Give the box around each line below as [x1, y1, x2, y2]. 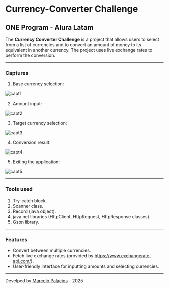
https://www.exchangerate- [94, 252, 152, 259]
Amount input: [12, 101, 42, 107]
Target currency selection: [12, 120, 67, 126]
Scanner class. [12, 203, 44, 209]
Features [5, 236, 28, 243]
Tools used [5, 186, 33, 193]
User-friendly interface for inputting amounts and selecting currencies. [12, 263, 159, 269]
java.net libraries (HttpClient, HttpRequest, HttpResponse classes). [12, 213, 151, 219]
